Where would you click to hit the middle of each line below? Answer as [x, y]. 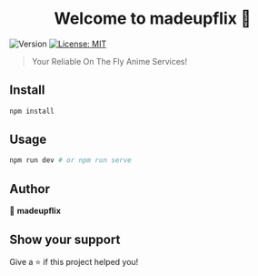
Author [30, 189]
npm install [32, 111]
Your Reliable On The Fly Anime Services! [109, 61]
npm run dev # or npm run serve [70, 160]
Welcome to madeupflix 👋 [153, 19]
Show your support [65, 239]
